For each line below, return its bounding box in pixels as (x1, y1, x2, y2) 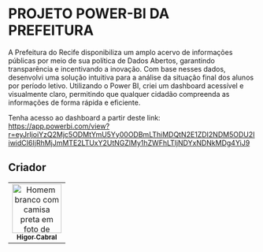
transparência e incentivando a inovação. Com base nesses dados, (8, 64, 226, 73)
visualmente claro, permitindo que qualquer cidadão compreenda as (8, 89, 230, 98)
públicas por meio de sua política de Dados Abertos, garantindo (8, 56, 215, 65)
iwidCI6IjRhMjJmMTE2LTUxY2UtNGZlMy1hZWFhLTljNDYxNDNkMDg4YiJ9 (8, 138, 250, 147)
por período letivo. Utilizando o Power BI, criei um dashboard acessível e (8, 80, 244, 91)
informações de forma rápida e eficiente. (8, 98, 141, 107)
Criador (8, 161, 46, 174)
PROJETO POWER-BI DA (8, 5, 170, 23)
